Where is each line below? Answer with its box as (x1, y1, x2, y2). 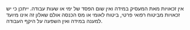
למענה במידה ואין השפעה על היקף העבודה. (6, 18, 103, 24)
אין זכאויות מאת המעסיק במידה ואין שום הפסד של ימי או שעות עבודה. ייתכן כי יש (6, 5, 184, 12)
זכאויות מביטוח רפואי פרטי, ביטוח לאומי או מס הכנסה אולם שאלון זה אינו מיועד (6, 11, 180, 18)
